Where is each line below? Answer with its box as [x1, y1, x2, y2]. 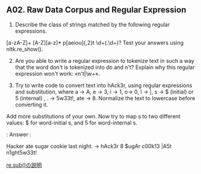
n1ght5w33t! [6, 149, 37, 156]
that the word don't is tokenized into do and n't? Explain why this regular [14, 63, 195, 71]
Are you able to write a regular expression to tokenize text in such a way [14, 57, 195, 64]
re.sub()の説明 [6, 161, 42, 169]
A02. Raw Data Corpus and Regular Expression [6, 5, 187, 15]
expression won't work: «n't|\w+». [14, 69, 101, 77]
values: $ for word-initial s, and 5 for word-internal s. [6, 119, 138, 126]
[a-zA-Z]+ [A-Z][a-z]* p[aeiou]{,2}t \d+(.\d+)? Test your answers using [6, 39, 184, 46]
